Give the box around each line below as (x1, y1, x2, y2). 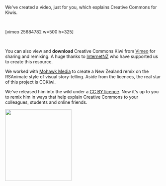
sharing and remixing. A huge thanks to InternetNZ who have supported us (5, 53, 158, 59)
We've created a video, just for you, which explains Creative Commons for (5, 4, 157, 10)
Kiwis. (5, 9, 18, 15)
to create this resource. (5, 59, 53, 64)
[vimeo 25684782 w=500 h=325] (5, 29, 74, 34)
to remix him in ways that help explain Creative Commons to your (5, 94, 139, 100)
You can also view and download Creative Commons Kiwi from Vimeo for (5, 48, 156, 54)
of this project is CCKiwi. (5, 79, 56, 85)
